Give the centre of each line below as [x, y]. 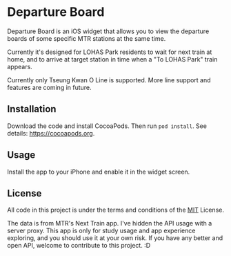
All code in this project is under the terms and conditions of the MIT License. [115, 210]
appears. [20, 66]
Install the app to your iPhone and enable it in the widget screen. [99, 172]
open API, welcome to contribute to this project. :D [79, 246]
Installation [32, 109]
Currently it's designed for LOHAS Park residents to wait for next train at [110, 52]
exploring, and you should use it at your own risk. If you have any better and [115, 238]
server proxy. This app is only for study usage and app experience [101, 231]
